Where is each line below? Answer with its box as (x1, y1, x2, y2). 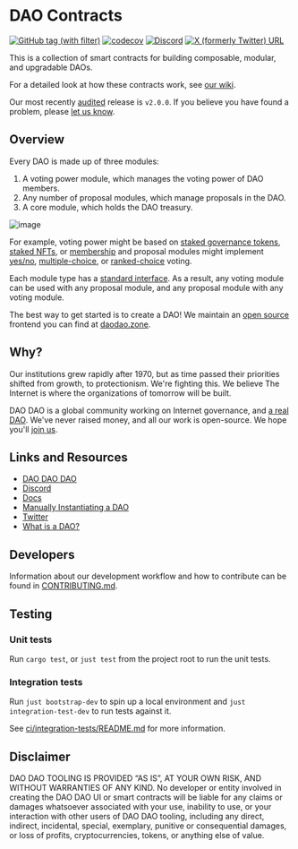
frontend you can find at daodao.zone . (9, 319, 151, 330)
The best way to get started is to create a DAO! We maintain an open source (9, 309, 289, 320)
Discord (21, 483, 52, 493)
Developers (9, 547, 75, 562)
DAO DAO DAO (21, 474, 78, 485)
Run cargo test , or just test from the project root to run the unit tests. (9, 653, 271, 664)
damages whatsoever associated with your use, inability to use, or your (9, 801, 272, 811)
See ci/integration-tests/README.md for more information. (9, 723, 226, 734)
